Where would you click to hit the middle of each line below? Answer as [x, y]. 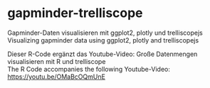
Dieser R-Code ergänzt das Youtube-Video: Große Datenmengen [103, 54]
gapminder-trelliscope [75, 13]
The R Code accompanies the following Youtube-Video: [89, 69]
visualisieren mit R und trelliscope [57, 61]
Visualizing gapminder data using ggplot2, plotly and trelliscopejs [103, 40]
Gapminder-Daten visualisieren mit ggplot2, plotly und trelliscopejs [105, 33]
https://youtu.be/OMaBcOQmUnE [56, 77]
